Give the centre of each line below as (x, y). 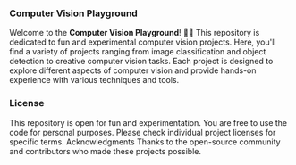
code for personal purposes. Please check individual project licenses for (143, 132)
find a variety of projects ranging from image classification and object (138, 52)
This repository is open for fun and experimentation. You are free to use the (148, 122)
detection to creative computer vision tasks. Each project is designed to (141, 62)
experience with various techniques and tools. (94, 80)
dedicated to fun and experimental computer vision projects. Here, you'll (143, 42)
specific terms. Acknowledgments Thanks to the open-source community (145, 142)
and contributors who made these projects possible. (105, 151)
